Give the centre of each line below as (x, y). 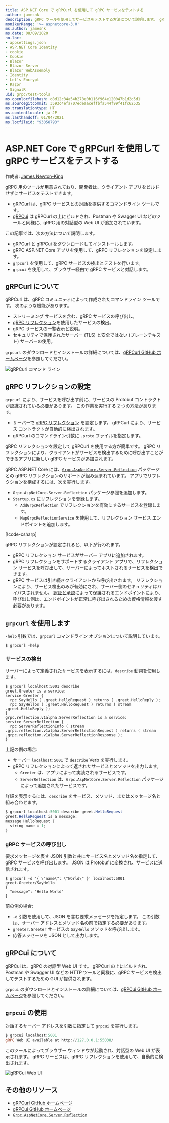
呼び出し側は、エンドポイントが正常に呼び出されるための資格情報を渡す (87, 599)
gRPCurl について (32, 286)
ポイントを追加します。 (49, 524)
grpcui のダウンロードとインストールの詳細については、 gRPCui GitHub (78, 989)
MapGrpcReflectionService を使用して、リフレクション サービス (86, 518)
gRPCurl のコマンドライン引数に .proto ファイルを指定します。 (78, 436)
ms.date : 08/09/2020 (27, 33)
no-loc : (13, 38)
